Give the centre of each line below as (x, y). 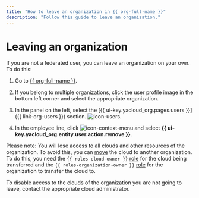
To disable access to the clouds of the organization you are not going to (94, 183)
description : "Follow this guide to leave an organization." (83, 17)
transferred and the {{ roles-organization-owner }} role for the (85, 165)
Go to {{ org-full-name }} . (46, 81)
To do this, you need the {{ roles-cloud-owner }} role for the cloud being (97, 159)
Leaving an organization (67, 47)
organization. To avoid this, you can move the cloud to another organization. (99, 152)
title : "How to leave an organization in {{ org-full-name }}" (86, 12)
